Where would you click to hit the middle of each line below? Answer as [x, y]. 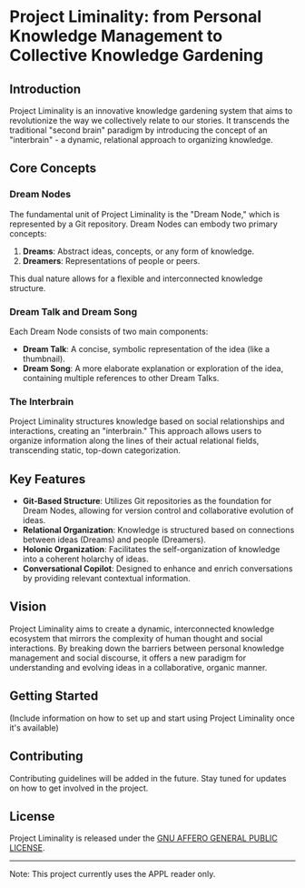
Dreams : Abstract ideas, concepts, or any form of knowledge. [138, 251]
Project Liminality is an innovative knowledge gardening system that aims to [151, 111]
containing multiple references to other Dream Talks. [121, 378]
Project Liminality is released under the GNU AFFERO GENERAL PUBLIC [144, 838]
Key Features [48, 479]
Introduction [45, 89]
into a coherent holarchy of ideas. [85, 559]
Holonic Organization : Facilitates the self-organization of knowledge [151, 550]
